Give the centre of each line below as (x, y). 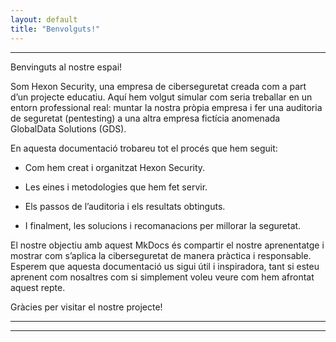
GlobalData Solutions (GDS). (68, 128)
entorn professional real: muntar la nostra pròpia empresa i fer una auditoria (166, 107)
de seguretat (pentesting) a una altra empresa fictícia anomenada (145, 118)
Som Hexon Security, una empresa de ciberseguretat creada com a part (158, 86)
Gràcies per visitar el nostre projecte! (86, 307)
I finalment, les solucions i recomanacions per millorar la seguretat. (163, 225)
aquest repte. (38, 287)
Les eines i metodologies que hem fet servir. (116, 187)
